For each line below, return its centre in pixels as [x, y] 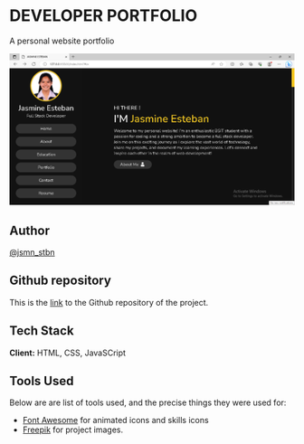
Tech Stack [42, 331]
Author [29, 230]
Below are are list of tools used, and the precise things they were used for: [148, 402]
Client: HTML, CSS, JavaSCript [68, 353]
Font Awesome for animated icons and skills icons [116, 420]
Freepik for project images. [73, 430]
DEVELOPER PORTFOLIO [103, 16]
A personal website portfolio [62, 41]
